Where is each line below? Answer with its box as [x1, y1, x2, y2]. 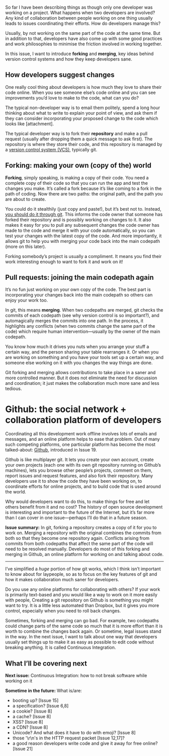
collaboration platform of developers [5, 414, 162, 426]
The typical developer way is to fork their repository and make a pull [5, 130, 147, 136]
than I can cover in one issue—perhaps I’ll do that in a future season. [5, 515, 147, 521]
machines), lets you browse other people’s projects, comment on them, [5, 467, 152, 474]
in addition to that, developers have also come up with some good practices [5, 35, 162, 41]
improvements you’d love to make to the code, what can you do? [5, 94, 139, 100]
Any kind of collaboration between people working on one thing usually [5, 15, 153, 21]
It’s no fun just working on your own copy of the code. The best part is [5, 286, 151, 292]
